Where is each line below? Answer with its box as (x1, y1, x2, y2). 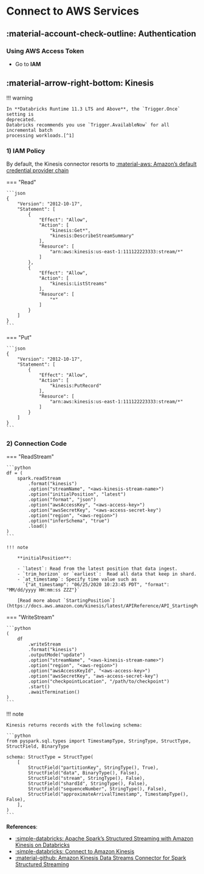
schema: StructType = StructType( (6, 754, 94, 760)
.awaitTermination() (28, 689, 80, 695)
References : (6, 823, 38, 830)
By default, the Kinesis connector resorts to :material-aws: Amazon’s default (6, 160, 197, 168)
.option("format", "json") (28, 497, 97, 503)
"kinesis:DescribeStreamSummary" (49, 233, 135, 239)
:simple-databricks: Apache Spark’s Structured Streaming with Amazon (15, 835, 194, 842)
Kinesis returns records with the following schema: (6, 722, 143, 728)
